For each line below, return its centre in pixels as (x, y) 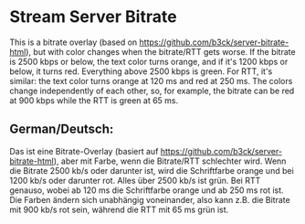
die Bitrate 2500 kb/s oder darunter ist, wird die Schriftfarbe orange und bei (152, 170)
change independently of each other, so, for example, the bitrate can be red (152, 91)
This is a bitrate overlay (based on (74, 42)
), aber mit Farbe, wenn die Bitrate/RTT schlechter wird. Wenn (170, 161)
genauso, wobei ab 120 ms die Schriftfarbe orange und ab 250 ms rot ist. (147, 190)
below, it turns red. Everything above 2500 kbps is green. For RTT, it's (141, 71)
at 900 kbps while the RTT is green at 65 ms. (94, 100)
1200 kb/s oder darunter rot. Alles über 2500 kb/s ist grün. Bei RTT (135, 180)
